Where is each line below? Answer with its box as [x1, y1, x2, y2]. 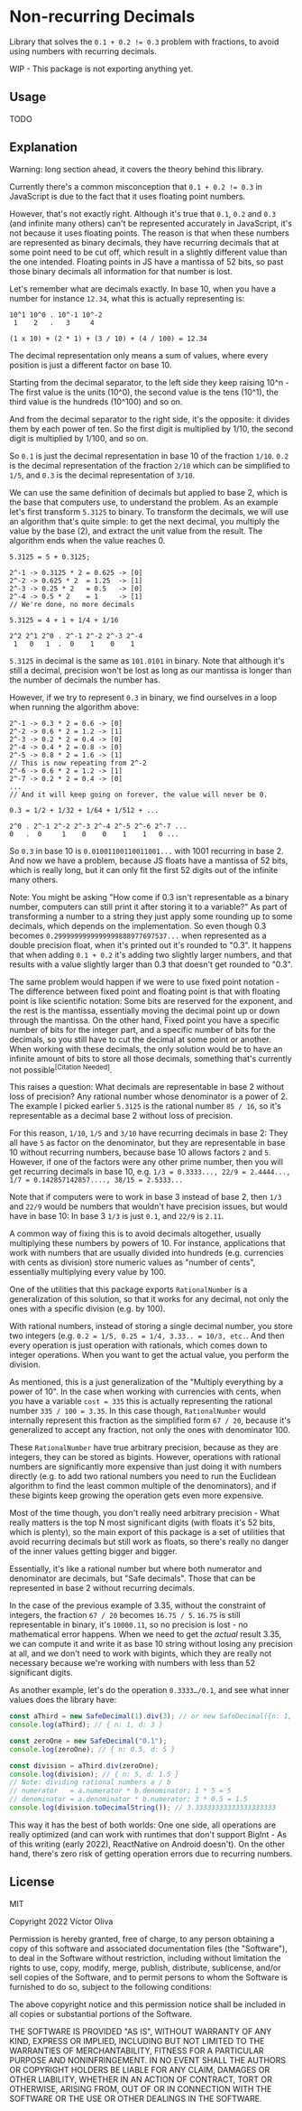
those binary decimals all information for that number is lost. [9, 265, 233, 276]
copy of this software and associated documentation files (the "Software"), [9, 1943, 288, 1954]
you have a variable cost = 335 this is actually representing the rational [9, 1396, 273, 1407]
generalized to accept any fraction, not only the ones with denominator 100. [9, 1425, 290, 1436]
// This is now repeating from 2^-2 [9, 758, 147, 767]
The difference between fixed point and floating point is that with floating [9, 986, 281, 997]
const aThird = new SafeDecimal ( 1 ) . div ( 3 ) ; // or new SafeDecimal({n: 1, [9, 1712, 293, 1721]
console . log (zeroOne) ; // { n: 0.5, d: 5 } [9, 1744, 176, 1753]
